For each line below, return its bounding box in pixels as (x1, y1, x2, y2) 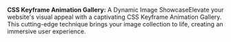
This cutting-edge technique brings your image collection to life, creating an (7, 20, 223, 28)
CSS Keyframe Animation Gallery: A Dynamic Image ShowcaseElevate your (7, 6, 224, 14)
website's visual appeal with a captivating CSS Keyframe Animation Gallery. (7, 13, 222, 21)
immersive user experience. (7, 27, 86, 35)
